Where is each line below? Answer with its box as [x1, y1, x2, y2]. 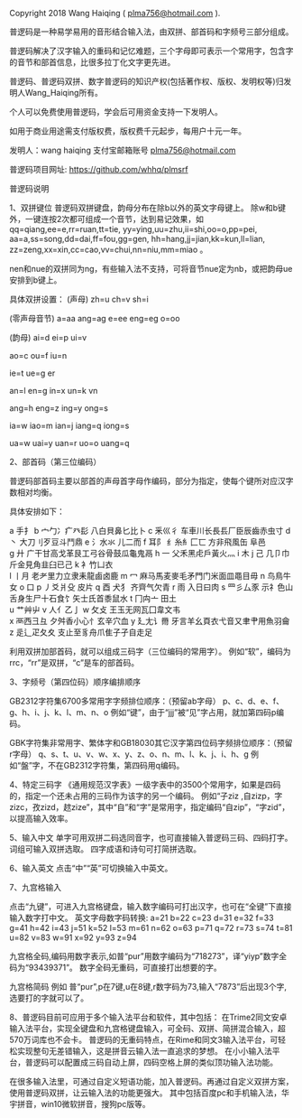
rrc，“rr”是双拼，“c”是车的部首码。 [9, 657, 140, 667]
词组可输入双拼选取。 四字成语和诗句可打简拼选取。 [9, 843, 201, 854]
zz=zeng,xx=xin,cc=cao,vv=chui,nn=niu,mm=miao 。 [9, 244, 208, 255]
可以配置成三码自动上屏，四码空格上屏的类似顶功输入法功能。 [48, 1057, 278, 1067]
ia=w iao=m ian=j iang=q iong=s [9, 420, 130, 431]
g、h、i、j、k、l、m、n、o [9, 707, 109, 717]
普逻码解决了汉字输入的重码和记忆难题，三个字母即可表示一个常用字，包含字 [9, 45, 294, 56]
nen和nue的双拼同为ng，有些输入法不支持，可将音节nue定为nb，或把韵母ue [9, 264, 293, 274]
